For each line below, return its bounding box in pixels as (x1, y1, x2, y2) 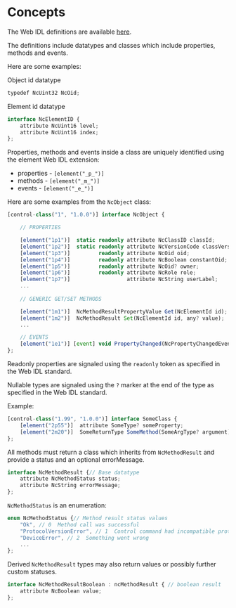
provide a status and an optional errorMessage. (7, 455, 145, 464)
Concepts (7, 4, 65, 20)
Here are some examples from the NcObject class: (7, 198, 151, 206)
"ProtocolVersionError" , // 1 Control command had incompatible (20, 528, 216, 535)
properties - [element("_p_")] (17, 169, 105, 178)
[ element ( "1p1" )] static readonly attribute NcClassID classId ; (20, 237, 216, 244)
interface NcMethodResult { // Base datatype (7, 469, 140, 476)
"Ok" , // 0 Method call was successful (20, 521, 140, 528)
